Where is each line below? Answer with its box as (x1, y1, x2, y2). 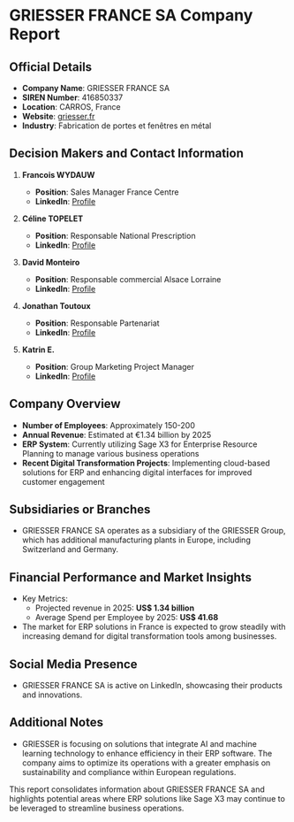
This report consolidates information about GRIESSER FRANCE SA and (9, 784, 265, 795)
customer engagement (21, 476, 105, 487)
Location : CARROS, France (21, 102, 121, 111)
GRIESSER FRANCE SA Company (9, 5, 253, 26)
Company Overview (9, 396, 121, 411)
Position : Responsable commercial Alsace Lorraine (34, 273, 222, 284)
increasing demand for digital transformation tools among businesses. (21, 631, 277, 641)
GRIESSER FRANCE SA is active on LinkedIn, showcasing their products (21, 680, 283, 691)
